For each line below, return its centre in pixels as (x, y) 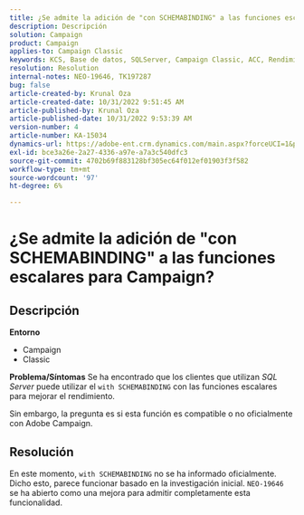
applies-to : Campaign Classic (66, 52)
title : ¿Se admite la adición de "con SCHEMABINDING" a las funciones (145, 18)
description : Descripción (58, 26)
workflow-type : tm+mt (50, 169)
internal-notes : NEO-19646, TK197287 (81, 77)
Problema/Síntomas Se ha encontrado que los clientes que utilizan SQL (143, 377)
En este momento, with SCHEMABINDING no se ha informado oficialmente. (143, 473)
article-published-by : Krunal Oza (75, 110)
